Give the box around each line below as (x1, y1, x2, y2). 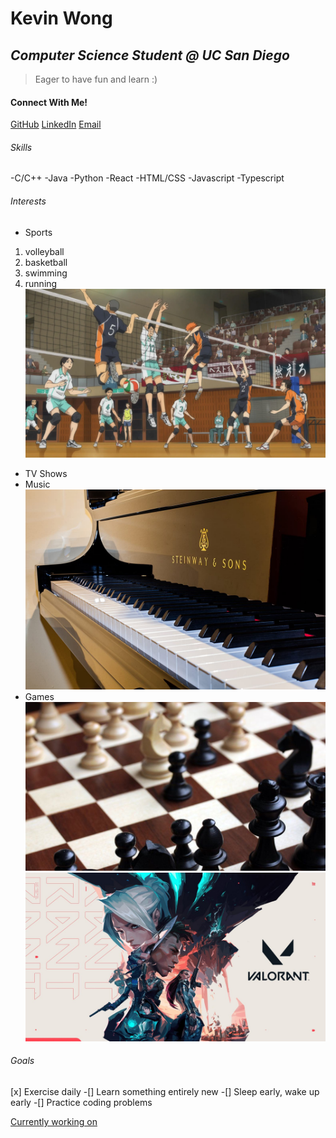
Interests (10, 195, 47, 207)
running (24, 277, 58, 289)
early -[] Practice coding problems (10, 1096, 153, 1108)
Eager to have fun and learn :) (34, 73, 158, 85)
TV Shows (24, 467, 68, 479)
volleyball (24, 245, 65, 257)
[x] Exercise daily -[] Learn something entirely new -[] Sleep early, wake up (10, 1085, 320, 1097)
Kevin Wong (10, 7, 113, 30)
